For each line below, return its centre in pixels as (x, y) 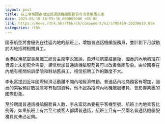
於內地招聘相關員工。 (27, 49)
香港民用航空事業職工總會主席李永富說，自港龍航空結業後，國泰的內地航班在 (82, 59)
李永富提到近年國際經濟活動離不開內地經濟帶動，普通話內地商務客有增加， (80, 82)
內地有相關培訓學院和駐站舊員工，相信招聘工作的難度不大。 (65, 71)
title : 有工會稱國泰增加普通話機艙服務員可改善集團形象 (55, 14)
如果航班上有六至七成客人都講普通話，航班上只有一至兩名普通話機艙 (87, 110)
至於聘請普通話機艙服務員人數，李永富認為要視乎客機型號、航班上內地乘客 (80, 104)
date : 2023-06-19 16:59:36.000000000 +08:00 (51, 19)
